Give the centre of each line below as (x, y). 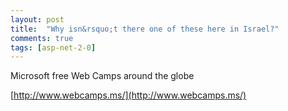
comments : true (42, 38)
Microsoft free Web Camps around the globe (102, 76)
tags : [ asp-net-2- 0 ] (53, 47)
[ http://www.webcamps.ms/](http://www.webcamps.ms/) (128, 95)
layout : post (37, 19)
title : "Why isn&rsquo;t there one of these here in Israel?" (145, 29)
